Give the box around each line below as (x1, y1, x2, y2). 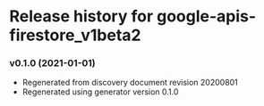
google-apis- (156, 6, 257, 27)
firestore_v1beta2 (9, 25, 141, 45)
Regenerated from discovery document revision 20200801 (21, 77, 239, 88)
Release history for (9, 6, 154, 27)
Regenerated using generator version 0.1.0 (21, 86, 179, 97)
